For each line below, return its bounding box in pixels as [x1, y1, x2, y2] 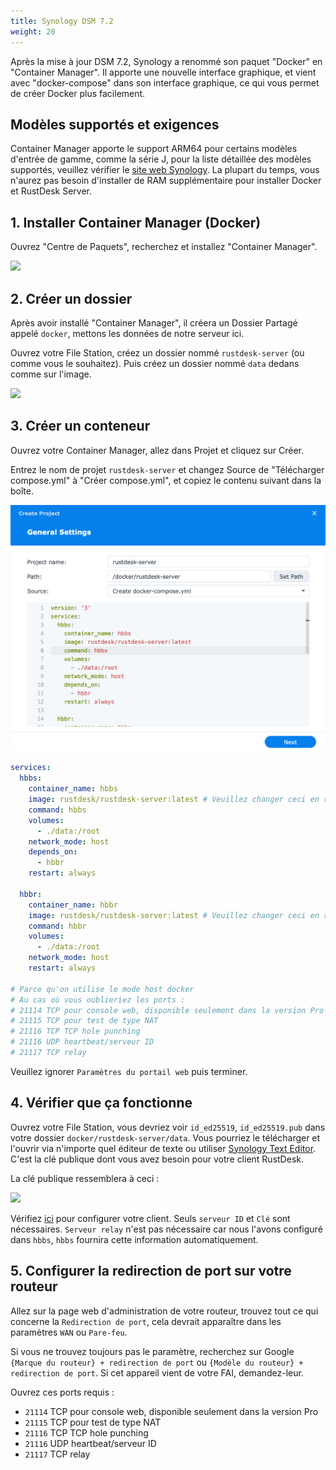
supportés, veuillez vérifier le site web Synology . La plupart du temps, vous [10, 164, 320, 176]
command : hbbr [28, 921, 87, 931]
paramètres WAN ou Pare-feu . [10, 1326, 128, 1338]
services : [10, 763, 52, 773]
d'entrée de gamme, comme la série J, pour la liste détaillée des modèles [10, 153, 312, 165]
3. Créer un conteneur [10, 418, 151, 435]
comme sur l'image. [10, 368, 92, 380]
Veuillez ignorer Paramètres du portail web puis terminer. [10, 1065, 248, 1077]
